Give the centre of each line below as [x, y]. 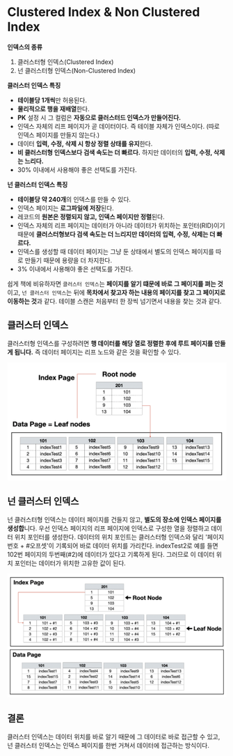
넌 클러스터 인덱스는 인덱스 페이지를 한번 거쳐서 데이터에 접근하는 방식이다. [109, 745]
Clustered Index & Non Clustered [104, 12]
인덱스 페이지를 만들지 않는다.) [58, 135]
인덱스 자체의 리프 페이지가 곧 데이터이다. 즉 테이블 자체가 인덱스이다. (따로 [119, 126]
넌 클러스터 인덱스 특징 [38, 184]
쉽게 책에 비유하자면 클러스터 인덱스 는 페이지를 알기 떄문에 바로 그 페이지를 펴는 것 [115, 283]
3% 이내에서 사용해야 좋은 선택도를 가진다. [75, 269]
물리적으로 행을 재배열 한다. [54, 109]
